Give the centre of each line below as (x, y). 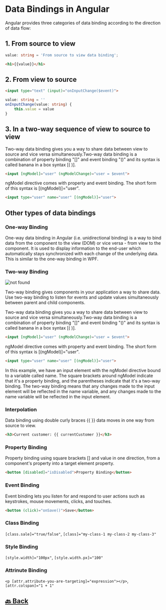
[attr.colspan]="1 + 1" (30, 586)
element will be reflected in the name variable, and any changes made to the (83, 391)
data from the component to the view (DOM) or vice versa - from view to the (83, 243)
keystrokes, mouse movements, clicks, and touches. (58, 501)
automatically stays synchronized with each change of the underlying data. (82, 253)
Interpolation (21, 409)
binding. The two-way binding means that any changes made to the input (80, 386)
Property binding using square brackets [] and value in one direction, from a (83, 458)
